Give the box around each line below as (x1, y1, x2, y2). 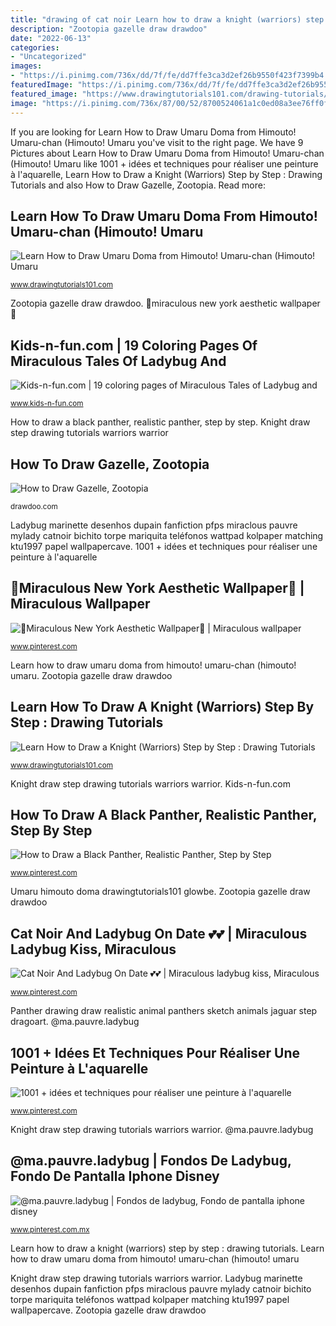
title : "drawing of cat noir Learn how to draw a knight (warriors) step (10, 14, 325, 25)
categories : (10, 42, 60, 53)
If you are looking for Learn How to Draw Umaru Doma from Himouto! (10, 126, 297, 138)
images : (10, 61, 43, 71)
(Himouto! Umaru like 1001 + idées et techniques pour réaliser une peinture (10, 157, 319, 170)
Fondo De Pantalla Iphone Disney (10, 1168, 220, 1185)
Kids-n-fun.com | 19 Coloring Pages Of (10, 337, 258, 354)
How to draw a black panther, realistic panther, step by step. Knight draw (10, 416, 311, 428)
